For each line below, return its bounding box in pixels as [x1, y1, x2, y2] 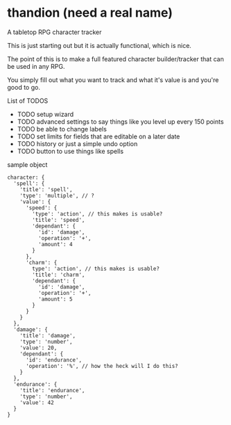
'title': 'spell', [19, 186, 73, 193]
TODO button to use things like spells [17, 147, 123, 155]
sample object [7, 160, 48, 168]
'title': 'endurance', [19, 387, 85, 394]
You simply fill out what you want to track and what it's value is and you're [7, 75, 219, 84]
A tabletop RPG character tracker [7, 28, 102, 36]
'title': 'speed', [32, 216, 85, 223]
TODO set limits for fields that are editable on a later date [17, 132, 180, 141]
